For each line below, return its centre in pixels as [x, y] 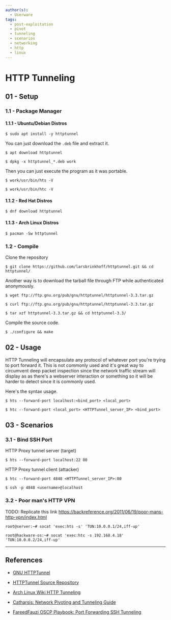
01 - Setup [22, 97]
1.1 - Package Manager [34, 111]
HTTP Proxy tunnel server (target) [41, 451]
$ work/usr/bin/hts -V [29, 181]
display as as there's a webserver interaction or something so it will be [79, 376]
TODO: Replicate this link [31, 511]
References [24, 560]
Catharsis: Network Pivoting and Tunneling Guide [64, 602]
